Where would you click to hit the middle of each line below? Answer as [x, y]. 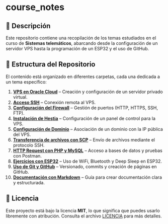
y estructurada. [29, 182]
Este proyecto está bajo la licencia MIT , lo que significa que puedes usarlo [83, 210]
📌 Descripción [28, 26]
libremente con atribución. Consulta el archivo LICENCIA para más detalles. [84, 216]
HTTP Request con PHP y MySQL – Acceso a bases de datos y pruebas [88, 151]
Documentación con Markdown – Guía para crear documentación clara [88, 177]
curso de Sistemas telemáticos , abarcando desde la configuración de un [82, 43]
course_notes [35, 7]
